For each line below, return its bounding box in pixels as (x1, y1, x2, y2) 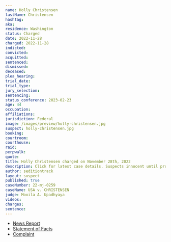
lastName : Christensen (5, 12, 53, 17)
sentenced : (5, 60, 28, 65)
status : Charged (5, 31, 40, 36)
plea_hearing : (5, 74, 36, 79)
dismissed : (5, 64, 28, 69)
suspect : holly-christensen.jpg (5, 126, 74, 131)
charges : (5, 202, 24, 207)
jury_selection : (5, 88, 40, 93)
